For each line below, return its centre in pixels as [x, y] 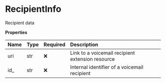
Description [84, 44]
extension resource [92, 59]
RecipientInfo [33, 9]
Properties [16, 32]
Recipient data [20, 23]
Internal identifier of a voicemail [107, 67]
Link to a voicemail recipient [102, 53]
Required [55, 44]
